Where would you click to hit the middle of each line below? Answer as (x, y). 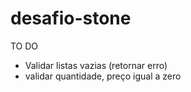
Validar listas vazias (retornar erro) (96, 65)
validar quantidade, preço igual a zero (103, 76)
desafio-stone (71, 18)
